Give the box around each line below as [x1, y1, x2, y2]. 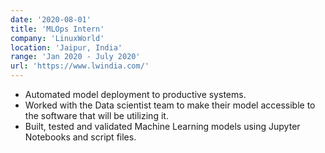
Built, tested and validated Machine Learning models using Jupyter [24, 121, 301, 132]
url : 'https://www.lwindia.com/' [10, 61, 150, 71]
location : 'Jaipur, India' [10, 42, 123, 53]
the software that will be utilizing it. [24, 110, 169, 121]
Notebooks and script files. [24, 131, 137, 143]
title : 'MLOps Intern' [10, 24, 105, 34]
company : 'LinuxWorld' [10, 33, 105, 43]
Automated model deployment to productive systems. [24, 89, 247, 100]
